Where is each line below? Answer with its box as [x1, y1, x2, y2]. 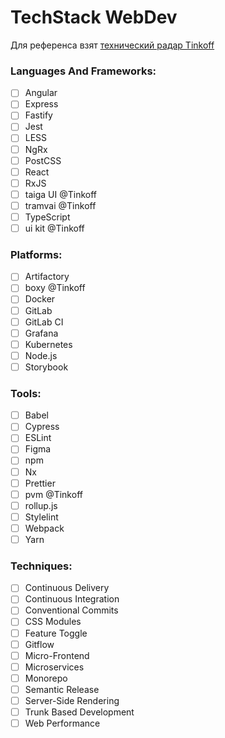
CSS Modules [24, 616, 82, 628]
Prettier [24, 477, 56, 489]
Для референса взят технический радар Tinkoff [10, 39, 215, 51]
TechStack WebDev [10, 6, 178, 29]
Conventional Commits [24, 604, 119, 616]
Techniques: [10, 559, 73, 573]
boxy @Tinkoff [24, 282, 86, 294]
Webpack [24, 522, 65, 534]
